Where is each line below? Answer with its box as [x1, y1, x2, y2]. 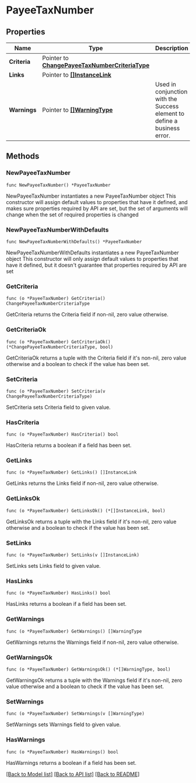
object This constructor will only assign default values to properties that [6, 255, 179, 262]
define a [155, 117, 178, 125]
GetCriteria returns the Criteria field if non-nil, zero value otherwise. [6, 311, 169, 318]
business [155, 124, 180, 132]
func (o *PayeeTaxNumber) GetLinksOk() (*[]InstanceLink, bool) [6, 508, 166, 513]
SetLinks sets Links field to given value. [6, 563, 101, 570]
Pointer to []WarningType [41, 106, 113, 114]
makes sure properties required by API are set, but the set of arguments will [6, 205, 188, 212]
